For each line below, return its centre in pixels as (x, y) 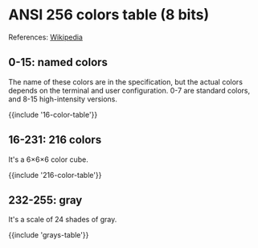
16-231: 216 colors (55, 140)
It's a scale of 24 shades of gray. (63, 220)
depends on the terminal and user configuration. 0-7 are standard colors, (129, 90)
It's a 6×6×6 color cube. (48, 159)
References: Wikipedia (45, 37)
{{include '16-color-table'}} (53, 114)
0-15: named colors (58, 62)
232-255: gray (45, 200)
